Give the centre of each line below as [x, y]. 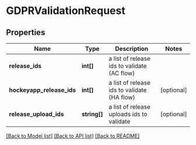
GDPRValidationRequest [66, 11]
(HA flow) [122, 97]
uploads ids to [128, 114]
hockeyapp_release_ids [43, 90]
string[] [92, 114]
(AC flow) [122, 73]
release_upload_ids [36, 114]
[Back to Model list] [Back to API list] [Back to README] [73, 136]
